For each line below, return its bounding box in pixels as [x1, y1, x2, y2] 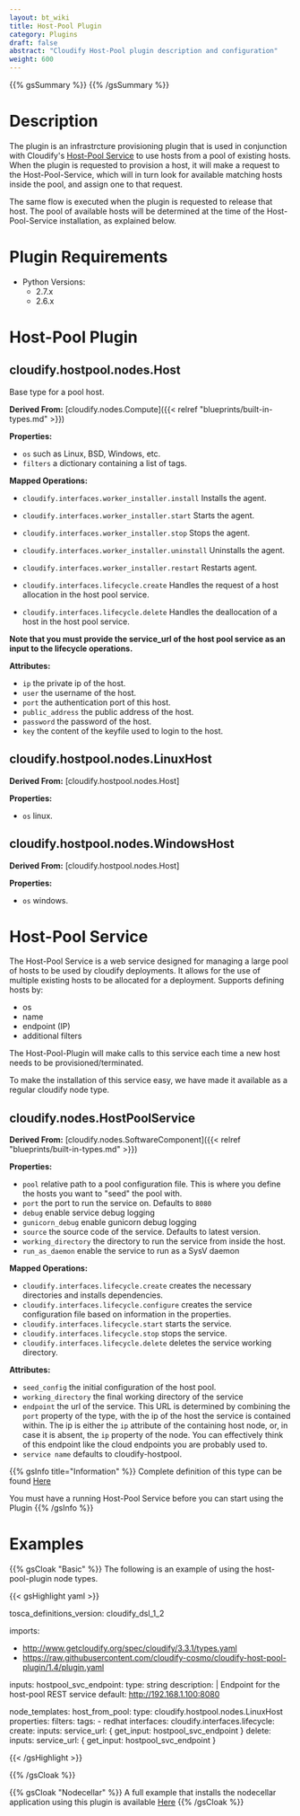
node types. [53, 1574, 99, 1584]
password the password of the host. [21, 716, 152, 727]
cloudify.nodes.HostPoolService [9, 1110, 195, 1125]
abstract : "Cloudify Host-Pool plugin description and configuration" [9, 47, 279, 56]
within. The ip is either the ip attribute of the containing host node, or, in [21, 1420, 288, 1431]
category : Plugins [9, 30, 78, 39]
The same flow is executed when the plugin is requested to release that [9, 196, 273, 207]
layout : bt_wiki [9, 13, 70, 22]
